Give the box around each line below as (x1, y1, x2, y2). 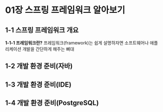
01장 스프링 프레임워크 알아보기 (5, 4, 125, 16)
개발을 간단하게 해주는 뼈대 (22, 46, 75, 52)
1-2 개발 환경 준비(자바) (5, 62, 73, 70)
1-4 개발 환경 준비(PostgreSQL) (5, 99, 99, 107)
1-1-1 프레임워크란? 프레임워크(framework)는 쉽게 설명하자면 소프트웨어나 (5, 40, 149, 46)
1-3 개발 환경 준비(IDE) (5, 80, 72, 89)
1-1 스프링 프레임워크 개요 (5, 26, 79, 34)
